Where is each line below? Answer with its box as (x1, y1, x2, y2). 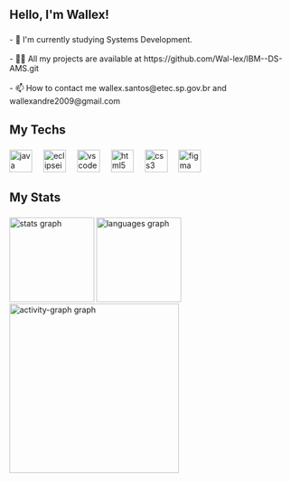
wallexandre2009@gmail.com (9, 96, 121, 107)
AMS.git (9, 63, 39, 74)
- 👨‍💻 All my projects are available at (9, 53, 142, 64)
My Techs (9, 122, 66, 137)
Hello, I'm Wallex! (9, 7, 110, 23)
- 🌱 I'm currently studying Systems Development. (9, 34, 192, 45)
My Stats (9, 190, 61, 206)
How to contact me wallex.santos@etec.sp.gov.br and (25, 83, 228, 94)
